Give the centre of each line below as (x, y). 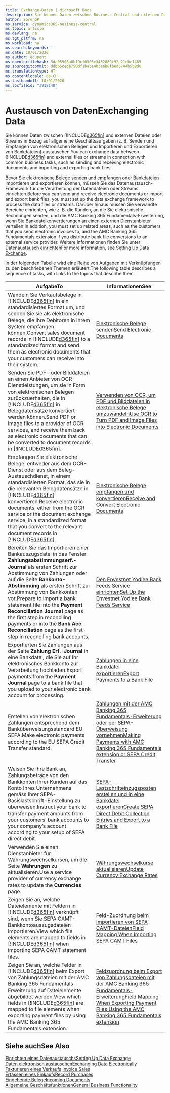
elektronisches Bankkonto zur (43, 663)
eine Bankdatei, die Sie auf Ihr (43, 657)
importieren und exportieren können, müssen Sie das (60, 183)
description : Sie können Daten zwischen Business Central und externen (82, 15)
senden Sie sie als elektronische (46, 313)
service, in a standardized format (47, 520)
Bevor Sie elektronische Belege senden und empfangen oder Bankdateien (82, 178)
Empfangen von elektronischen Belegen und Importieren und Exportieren (81, 146)
